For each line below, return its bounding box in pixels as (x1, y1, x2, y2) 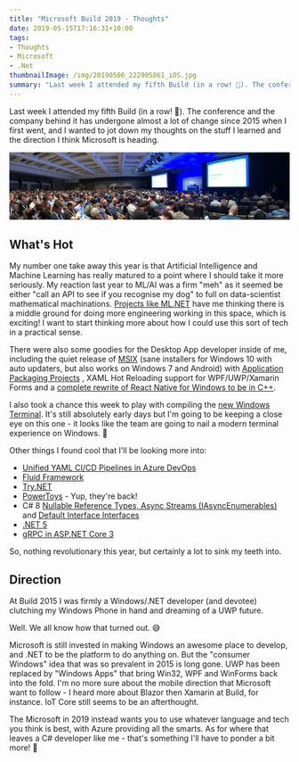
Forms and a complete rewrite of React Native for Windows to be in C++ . (9, 382, 276, 393)
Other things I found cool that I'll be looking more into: (9, 445, 207, 456)
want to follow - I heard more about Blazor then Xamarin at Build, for (9, 687, 259, 698)
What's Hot (9, 237, 74, 253)
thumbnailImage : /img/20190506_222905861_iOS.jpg (9, 71, 198, 80)
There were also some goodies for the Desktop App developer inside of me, (9, 344, 287, 355)
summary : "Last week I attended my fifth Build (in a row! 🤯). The (9, 80, 265, 89)
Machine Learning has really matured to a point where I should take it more (9, 270, 285, 281)
